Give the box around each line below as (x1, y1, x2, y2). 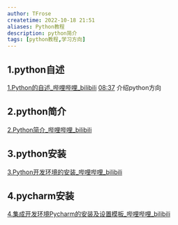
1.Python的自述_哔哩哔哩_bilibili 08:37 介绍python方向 (7, 83, 162, 91)
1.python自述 (7, 63, 65, 75)
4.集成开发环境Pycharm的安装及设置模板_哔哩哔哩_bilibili (7, 210, 171, 218)
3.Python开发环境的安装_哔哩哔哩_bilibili (7, 168, 123, 176)
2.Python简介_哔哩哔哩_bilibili (7, 125, 92, 134)
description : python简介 (7, 29, 77, 37)
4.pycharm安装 (7, 189, 75, 202)
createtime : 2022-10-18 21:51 (7, 17, 96, 24)
